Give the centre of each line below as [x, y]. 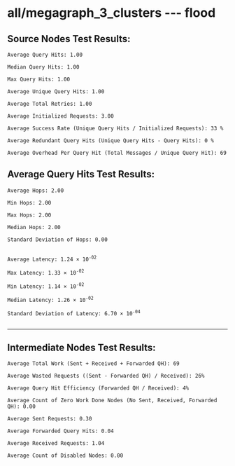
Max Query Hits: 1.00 [39, 79]
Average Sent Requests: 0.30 [50, 419]
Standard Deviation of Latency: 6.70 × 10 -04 [74, 313]
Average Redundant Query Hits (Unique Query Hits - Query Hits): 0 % [111, 141]
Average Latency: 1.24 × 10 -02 [52, 259]
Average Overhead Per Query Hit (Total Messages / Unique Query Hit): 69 [117, 153]
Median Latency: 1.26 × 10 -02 [50, 299]
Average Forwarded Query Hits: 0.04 [60, 431]
